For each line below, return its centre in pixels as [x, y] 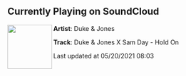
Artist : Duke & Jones [84, 28]
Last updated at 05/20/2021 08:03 [104, 56]
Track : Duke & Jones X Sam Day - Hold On [116, 42]
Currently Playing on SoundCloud [83, 12]
